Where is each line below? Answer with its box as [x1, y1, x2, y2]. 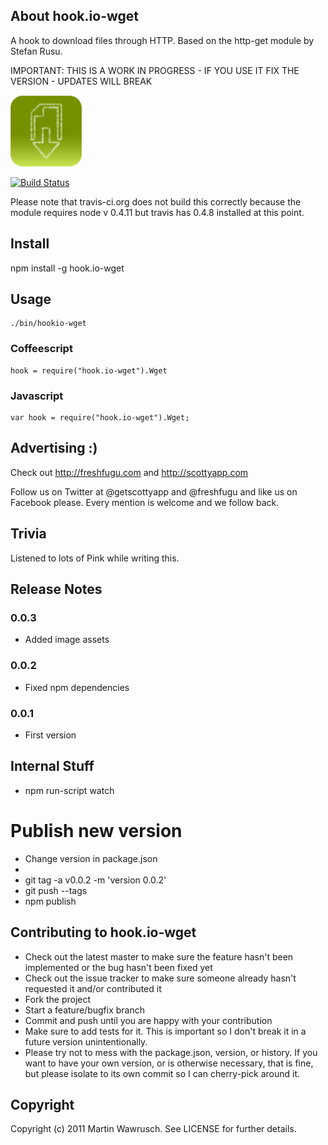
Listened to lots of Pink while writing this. [10, 552, 180, 564]
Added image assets [24, 634, 110, 646]
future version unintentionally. [24, 1035, 148, 1048]
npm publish [24, 895, 77, 907]
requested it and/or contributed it [24, 982, 162, 994]
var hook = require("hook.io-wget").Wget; [10, 413, 190, 423]
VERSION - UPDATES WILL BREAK [10, 75, 153, 87]
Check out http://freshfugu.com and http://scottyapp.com [10, 466, 249, 478]
